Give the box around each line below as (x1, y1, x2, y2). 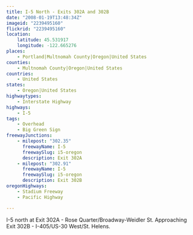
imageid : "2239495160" (6, 20, 63, 26)
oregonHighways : (6, 183, 47, 189)
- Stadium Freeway (17, 188, 63, 195)
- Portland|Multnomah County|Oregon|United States (17, 54, 147, 60)
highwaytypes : (6, 93, 42, 99)
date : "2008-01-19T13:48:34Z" (6, 14, 83, 21)
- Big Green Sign (17, 127, 61, 133)
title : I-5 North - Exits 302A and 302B (6, 8, 110, 15)
